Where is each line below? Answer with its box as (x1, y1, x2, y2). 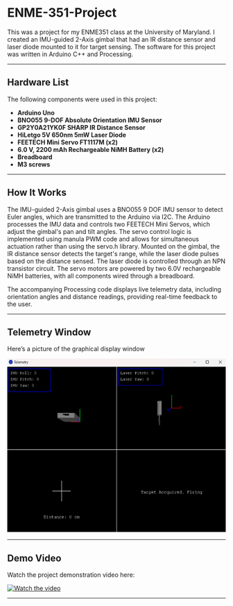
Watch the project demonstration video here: (7, 571, 135, 579)
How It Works (7, 187, 67, 199)
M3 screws (17, 160, 51, 168)
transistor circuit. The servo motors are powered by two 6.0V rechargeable (7, 264, 221, 272)
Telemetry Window (7, 326, 92, 338)
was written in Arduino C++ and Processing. (7, 50, 134, 58)
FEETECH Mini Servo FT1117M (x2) (17, 137, 118, 146)
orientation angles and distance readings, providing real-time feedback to (7, 292, 218, 301)
